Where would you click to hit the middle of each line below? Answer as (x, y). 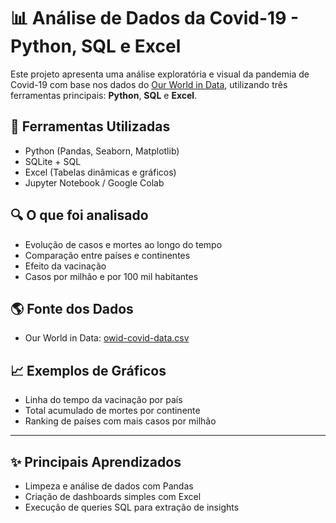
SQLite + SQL (53, 161)
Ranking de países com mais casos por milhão (120, 421)
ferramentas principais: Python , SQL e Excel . (104, 95)
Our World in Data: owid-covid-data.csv (107, 338)
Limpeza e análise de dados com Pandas (109, 486)
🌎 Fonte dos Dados (72, 308)
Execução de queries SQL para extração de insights (132, 507)
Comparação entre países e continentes (107, 255)
